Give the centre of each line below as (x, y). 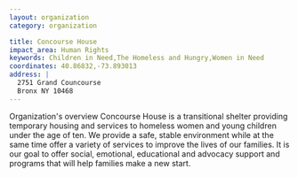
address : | (29, 75)
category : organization (53, 26)
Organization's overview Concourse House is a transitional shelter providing (149, 116)
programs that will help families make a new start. (100, 163)
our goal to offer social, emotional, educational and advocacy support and (145, 154)
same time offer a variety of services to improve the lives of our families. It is (149, 144)
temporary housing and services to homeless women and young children (143, 126)
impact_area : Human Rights (59, 50)
